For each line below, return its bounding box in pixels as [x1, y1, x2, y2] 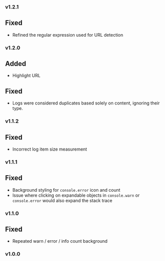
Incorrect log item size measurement [12, 146, 87, 152]
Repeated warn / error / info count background [12, 238, 108, 244]
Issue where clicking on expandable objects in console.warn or [12, 192, 140, 198]
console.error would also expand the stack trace [12, 197, 113, 204]
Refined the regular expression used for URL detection [12, 32, 124, 38]
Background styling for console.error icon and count [12, 187, 121, 193]
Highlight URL [12, 73, 41, 79]
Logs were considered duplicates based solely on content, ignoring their [12, 100, 160, 106]
